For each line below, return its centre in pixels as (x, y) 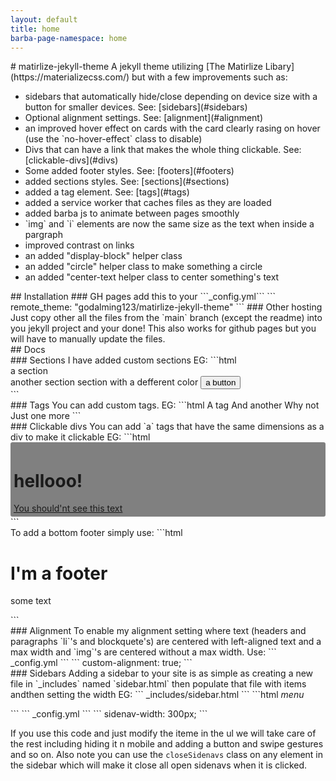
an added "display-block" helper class (103, 256)
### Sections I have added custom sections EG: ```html (123, 360)
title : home (35, 29)
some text (31, 601)
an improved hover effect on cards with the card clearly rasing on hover (172, 128)
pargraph (43, 235)
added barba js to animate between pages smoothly (132, 213)
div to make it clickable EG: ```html (80, 437)
